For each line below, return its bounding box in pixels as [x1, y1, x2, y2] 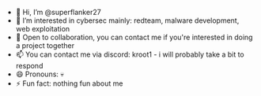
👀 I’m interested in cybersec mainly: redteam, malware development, [15, 16, 240, 25]
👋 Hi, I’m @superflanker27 [15, 8, 101, 17]
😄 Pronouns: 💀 [15, 69, 65, 79]
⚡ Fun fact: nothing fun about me [15, 79, 123, 88]
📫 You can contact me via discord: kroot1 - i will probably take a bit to [15, 50, 244, 59]
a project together [15, 41, 75, 50]
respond [15, 61, 43, 70]
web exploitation [15, 24, 70, 33]
